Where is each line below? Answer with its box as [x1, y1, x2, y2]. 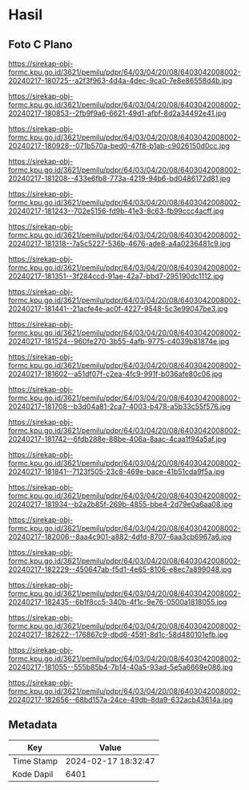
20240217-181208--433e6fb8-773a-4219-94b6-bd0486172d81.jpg [8, 174, 231, 183]
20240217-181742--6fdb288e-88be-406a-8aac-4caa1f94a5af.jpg [8, 435, 227, 444]
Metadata [8, 718, 58, 731]
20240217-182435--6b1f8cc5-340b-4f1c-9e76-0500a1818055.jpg [8, 598, 227, 606]
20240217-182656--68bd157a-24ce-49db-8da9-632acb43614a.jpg [8, 695, 234, 704]
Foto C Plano [8, 38, 73, 51]
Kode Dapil [12, 768, 54, 780]
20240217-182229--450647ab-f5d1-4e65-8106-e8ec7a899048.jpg [8, 565, 232, 574]
